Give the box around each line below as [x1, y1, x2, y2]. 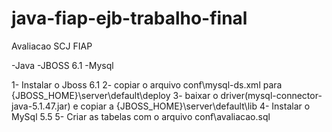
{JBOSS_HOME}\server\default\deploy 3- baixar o [11, 89, 219, 101]
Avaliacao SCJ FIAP [11, 40, 93, 52]
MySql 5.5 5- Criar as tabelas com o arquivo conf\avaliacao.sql [11, 110, 271, 122]
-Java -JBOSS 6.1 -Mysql [11, 59, 114, 71]
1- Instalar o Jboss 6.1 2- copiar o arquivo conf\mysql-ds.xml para [11, 78, 283, 91]
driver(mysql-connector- [220, 89, 323, 101]
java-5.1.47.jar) [11, 100, 71, 112]
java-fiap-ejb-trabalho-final [11, 7, 248, 30]
